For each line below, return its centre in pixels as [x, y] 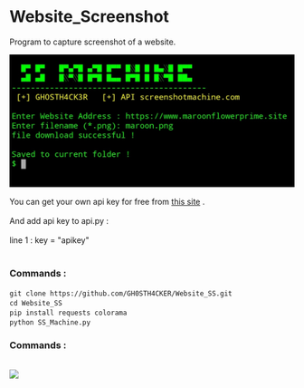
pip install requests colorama [68, 313]
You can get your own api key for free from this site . [107, 201]
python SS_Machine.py [50, 323]
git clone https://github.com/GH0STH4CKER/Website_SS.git [121, 294]
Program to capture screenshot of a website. [93, 42]
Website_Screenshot [90, 17]
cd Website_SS [36, 304]
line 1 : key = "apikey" [50, 240]
